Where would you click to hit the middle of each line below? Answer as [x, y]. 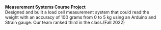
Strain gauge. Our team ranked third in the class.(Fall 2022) [65, 22]
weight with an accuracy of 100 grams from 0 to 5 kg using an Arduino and [80, 17]
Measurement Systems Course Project [45, 7]
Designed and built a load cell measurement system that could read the [77, 12]
